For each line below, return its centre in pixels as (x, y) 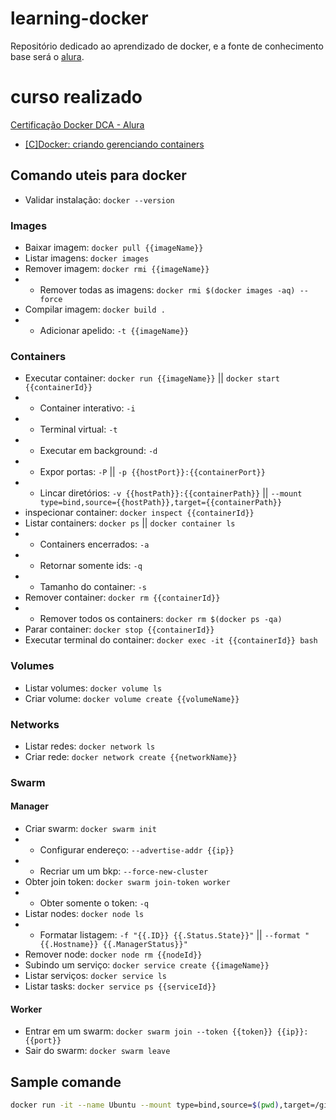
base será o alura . (47, 56)
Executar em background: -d (98, 451)
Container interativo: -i (87, 408)
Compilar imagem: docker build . (95, 309)
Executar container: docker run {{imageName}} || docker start (152, 378)
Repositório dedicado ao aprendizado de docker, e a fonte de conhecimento (167, 46)
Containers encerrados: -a (94, 544)
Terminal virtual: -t (78, 429)
